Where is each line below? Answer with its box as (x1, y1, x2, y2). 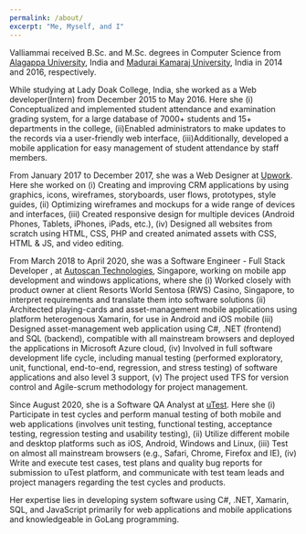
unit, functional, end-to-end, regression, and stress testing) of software (9, 361, 279, 372)
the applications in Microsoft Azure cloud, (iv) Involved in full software (9, 342, 273, 353)
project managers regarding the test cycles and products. (9, 476, 227, 487)
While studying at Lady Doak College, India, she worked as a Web (9, 84, 258, 95)
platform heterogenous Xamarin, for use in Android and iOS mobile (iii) (9, 313, 274, 324)
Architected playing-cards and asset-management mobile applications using (9, 303, 298, 315)
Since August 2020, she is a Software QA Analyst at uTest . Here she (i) (9, 399, 276, 410)
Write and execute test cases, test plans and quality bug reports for (9, 457, 263, 468)
